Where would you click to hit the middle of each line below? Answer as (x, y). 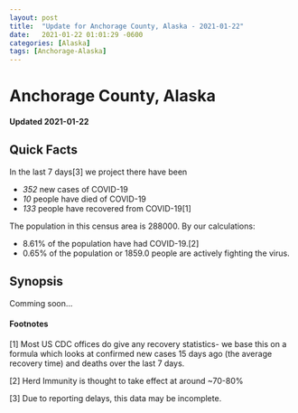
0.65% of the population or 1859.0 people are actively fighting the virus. (156, 253)
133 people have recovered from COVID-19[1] (107, 208)
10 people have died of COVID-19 (84, 199)
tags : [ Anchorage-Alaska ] (58, 52)
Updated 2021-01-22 (49, 121)
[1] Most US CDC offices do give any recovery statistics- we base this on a (148, 343)
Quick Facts (44, 150)
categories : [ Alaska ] (50, 43)
